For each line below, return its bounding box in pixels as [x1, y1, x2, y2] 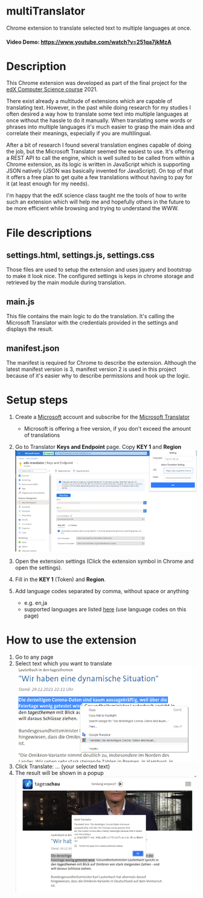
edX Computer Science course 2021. [6, 86, 98, 93]
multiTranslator [6, 4, 86, 18]
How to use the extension [6, 633, 137, 647]
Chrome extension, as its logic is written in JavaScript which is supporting [6, 161, 190, 168]
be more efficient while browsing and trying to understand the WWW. [6, 205, 179, 212]
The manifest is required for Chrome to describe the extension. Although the [6, 359, 196, 367]
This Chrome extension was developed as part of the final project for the [6, 79, 187, 87]
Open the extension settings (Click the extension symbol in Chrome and [14, 557, 194, 565]
